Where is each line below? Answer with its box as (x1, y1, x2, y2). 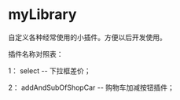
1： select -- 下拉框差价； (8, 65, 92, 76)
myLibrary (8, 6, 77, 24)
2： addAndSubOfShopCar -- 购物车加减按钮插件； (8, 83, 175, 92)
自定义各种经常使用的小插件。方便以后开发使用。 (8, 32, 167, 42)
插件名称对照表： (8, 49, 64, 58)
